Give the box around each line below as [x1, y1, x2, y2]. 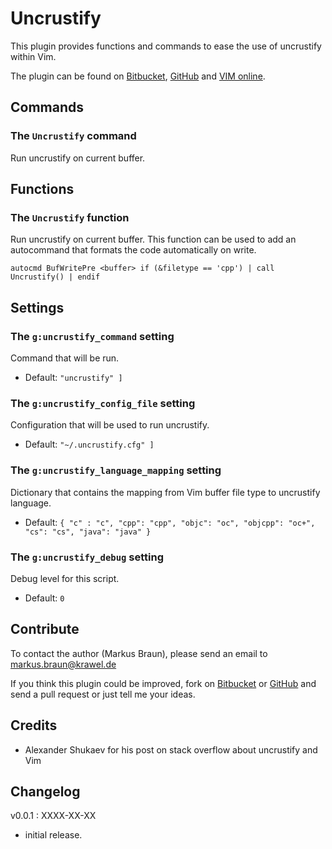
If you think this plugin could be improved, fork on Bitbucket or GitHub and [10, 677, 317, 689]
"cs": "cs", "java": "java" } [24, 527, 152, 537]
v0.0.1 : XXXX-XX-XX [10, 810, 97, 822]
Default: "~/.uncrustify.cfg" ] [24, 438, 155, 451]
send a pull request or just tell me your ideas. [10, 688, 196, 700]
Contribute [10, 621, 80, 638]
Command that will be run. [10, 352, 120, 364]
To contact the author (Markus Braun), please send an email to [10, 647, 268, 659]
